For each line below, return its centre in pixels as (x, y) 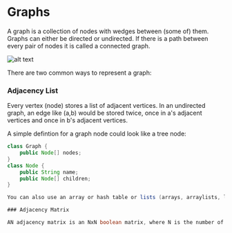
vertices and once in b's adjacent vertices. (68, 120)
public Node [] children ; (55, 178)
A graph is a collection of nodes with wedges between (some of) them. (108, 31)
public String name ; (49, 172)
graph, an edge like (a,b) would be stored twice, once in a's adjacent (105, 113)
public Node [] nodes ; (50, 153)
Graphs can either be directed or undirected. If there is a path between (108, 38)
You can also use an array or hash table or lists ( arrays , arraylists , (114, 198)
